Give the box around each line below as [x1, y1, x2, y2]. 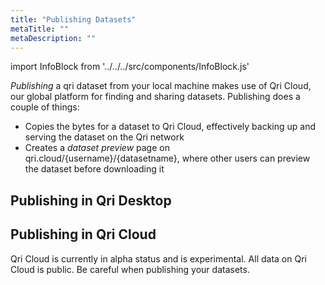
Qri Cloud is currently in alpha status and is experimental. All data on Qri [10, 252, 307, 265]
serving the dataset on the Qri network [24, 131, 185, 143]
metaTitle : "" [10, 24, 70, 34]
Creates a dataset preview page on [24, 142, 170, 154]
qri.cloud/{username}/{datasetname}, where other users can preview [24, 152, 311, 165]
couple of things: [10, 101, 80, 113]
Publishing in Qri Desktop [10, 192, 172, 209]
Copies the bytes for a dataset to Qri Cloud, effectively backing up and [24, 121, 317, 133]
